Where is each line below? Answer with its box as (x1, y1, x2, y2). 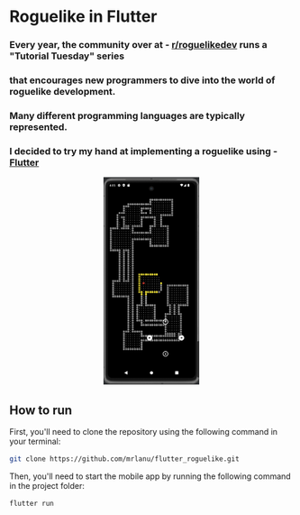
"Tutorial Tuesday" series (9, 50, 124, 62)
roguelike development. (9, 86, 116, 98)
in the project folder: (9, 480, 86, 491)
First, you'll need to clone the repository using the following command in (9, 427, 277, 437)
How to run (9, 402, 73, 418)
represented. (9, 120, 68, 133)
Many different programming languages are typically (9, 109, 246, 122)
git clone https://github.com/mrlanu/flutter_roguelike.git (9, 455, 241, 464)
